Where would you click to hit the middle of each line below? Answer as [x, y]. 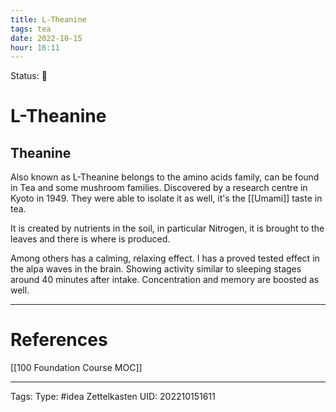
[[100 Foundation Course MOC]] [76, 368]
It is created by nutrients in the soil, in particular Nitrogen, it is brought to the [167, 228]
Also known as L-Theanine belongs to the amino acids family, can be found [165, 177]
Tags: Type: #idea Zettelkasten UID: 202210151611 [113, 397]
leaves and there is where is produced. [90, 239]
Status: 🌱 [29, 76]
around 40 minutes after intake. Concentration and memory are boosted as [165, 280]
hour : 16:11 [35, 47]
